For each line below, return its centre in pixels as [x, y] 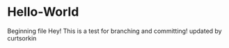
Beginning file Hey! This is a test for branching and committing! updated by [114, 31]
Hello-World [43, 12]
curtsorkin [22, 38]
